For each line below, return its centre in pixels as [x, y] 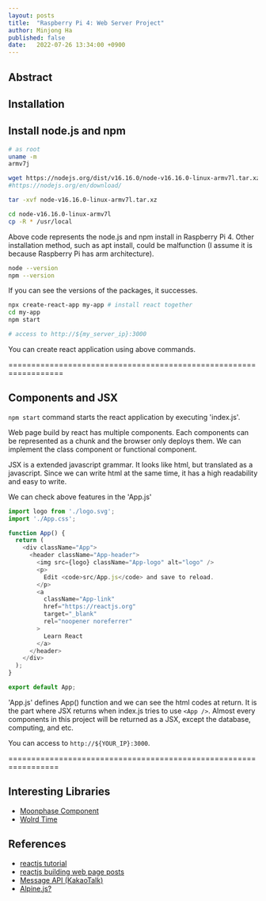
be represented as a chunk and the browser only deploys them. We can [125, 441]
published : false [37, 38]
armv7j [19, 164]
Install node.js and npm [67, 131]
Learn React [63, 636]
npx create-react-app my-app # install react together [101, 305]
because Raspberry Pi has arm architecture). [81, 254]
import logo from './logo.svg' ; [61, 511]
